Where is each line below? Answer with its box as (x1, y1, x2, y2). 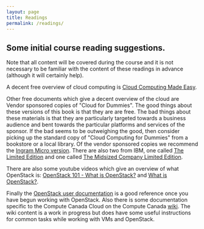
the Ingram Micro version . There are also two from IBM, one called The (6, 147, 184, 154)
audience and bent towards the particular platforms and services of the (6, 121, 185, 128)
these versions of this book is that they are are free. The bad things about (6, 108, 191, 115)
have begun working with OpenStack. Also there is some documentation (6, 196, 188, 203)
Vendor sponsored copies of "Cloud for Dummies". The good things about (6, 101, 192, 109)
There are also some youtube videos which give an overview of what (6, 165, 179, 173)
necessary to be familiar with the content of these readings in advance (6, 65, 184, 73)
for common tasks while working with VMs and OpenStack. (6, 216, 155, 223)
